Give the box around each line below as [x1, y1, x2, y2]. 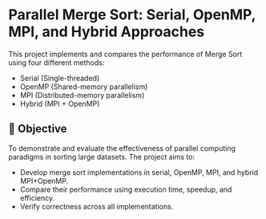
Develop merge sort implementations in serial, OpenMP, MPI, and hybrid [19, 167, 259, 177]
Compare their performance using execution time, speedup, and [19, 185, 232, 194]
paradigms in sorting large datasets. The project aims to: [8, 152, 195, 161]
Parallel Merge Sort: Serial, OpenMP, [8, 6, 256, 24]
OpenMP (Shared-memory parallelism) [19, 82, 148, 91]
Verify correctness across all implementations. [19, 201, 174, 211]
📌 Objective [8, 122, 67, 136]
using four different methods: [8, 58, 105, 67]
